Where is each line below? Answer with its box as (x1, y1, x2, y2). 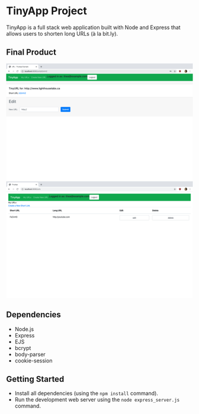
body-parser (14, 351, 46, 358)
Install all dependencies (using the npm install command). (14, 390, 159, 397)
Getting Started (6, 374, 65, 384)
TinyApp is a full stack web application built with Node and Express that (6, 24, 181, 31)
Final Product (6, 47, 56, 58)
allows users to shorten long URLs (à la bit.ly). (6, 30, 118, 37)
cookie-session (14, 357, 53, 364)
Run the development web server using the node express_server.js (14, 396, 180, 403)
